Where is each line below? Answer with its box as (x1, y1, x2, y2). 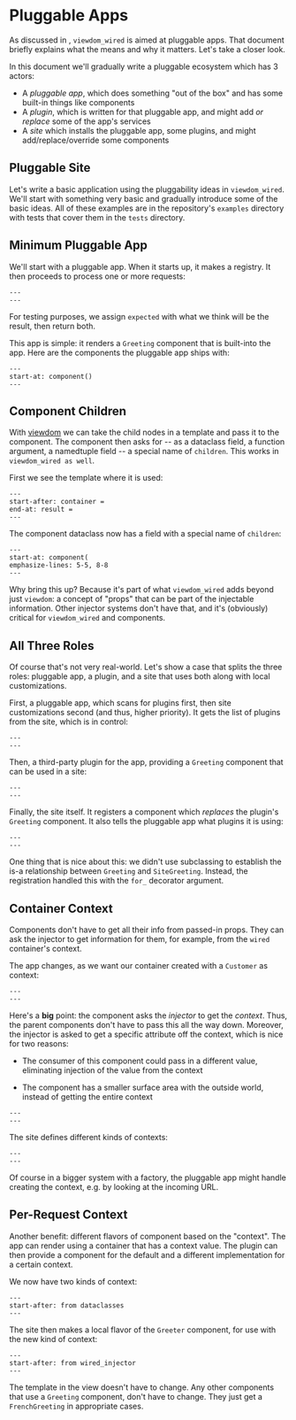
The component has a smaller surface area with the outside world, (21, 1082, 264, 1092)
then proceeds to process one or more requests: (9, 271, 186, 282)
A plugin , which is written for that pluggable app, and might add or (21, 106, 263, 117)
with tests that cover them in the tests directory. (9, 212, 186, 222)
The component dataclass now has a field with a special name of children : (9, 529, 282, 539)
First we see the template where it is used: (9, 473, 163, 483)
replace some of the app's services (21, 116, 152, 127)
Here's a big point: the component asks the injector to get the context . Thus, (9, 1010, 288, 1021)
